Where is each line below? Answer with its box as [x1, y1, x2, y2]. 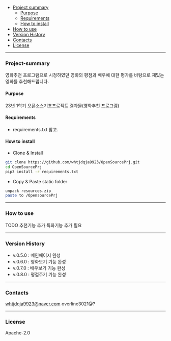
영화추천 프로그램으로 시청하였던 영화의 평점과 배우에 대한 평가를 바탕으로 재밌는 [5, 72, 164, 78]
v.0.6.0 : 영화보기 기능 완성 [12, 258, 66, 264]
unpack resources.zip [5, 188, 51, 193]
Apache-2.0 [5, 330, 31, 336]
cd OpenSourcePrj [5, 164, 42, 169]
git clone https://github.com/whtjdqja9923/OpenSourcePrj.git [5, 159, 140, 165]
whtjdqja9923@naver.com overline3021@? [5, 301, 96, 307]
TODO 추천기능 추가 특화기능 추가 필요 [5, 222, 82, 228]
